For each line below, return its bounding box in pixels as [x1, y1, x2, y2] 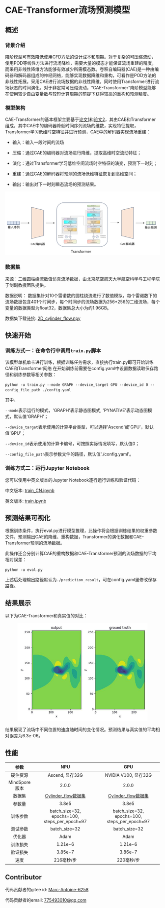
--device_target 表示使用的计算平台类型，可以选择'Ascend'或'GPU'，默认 [5, 424, 154, 430]
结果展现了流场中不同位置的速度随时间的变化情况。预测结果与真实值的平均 [5, 726, 156, 733]
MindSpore [8, 779, 31, 785]
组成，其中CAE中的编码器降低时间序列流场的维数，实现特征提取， [5, 123, 139, 129]
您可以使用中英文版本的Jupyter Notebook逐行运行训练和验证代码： [5, 477, 141, 483]
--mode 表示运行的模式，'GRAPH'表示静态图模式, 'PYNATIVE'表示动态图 [5, 408, 148, 414]
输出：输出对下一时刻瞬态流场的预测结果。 [12, 181, 99, 188]
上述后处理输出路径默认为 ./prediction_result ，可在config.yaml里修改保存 [5, 577, 157, 583]
